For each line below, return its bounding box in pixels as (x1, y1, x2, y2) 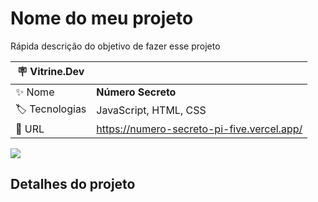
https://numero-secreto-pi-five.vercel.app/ (96, 122, 303, 136)
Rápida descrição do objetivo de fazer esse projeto (10, 40, 221, 52)
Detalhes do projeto (10, 176, 136, 193)
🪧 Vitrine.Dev (16, 64, 85, 78)
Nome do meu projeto (10, 7, 194, 30)
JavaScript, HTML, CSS (96, 103, 207, 117)
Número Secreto (96, 85, 177, 99)
